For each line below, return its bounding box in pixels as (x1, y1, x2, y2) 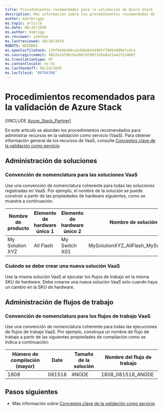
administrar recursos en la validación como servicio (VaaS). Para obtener (5, 132, 151, 138)
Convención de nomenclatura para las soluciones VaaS (5, 171, 138, 178)
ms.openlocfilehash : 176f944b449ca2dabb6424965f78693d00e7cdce (5, 48, 136, 53)
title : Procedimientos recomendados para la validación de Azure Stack (5, 7, 153, 12)
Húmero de (12, 351, 39, 357)
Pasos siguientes (5, 388, 58, 396)
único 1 (36, 228, 54, 234)
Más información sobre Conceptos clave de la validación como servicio (12, 401, 155, 407)
